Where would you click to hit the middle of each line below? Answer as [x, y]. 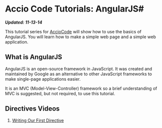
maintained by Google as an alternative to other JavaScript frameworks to [79, 74]
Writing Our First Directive [38, 120]
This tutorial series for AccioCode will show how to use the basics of [73, 31]
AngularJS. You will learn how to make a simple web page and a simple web [81, 37]
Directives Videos [32, 109]
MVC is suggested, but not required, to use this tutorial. [60, 93]
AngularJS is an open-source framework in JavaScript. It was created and [79, 69]
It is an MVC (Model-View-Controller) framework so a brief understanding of [81, 88]
